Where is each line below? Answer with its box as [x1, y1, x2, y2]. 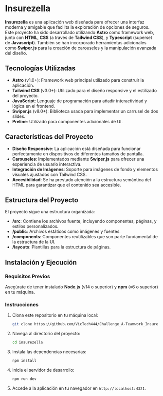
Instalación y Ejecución [5, 258, 77, 266]
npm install [12, 358, 36, 363]
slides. [12, 113, 26, 119]
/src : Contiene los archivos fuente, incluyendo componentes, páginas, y [12, 218, 157, 224]
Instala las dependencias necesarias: [12, 349, 87, 355]
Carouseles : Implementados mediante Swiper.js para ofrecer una [12, 156, 145, 162]
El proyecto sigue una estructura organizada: [5, 209, 95, 215]
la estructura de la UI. [12, 239, 55, 245]
